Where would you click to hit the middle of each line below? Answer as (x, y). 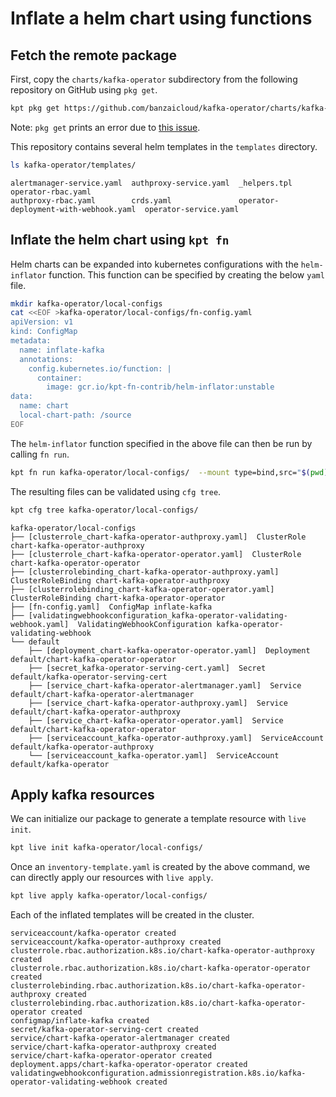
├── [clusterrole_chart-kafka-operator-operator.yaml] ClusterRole (156, 554)
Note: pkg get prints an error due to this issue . (105, 127)
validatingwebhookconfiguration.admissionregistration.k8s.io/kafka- (158, 1073)
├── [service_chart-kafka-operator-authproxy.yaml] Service (158, 703)
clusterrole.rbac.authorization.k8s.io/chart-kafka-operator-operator (160, 968)
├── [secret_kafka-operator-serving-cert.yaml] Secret (147, 668)
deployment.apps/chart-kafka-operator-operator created (129, 1065)
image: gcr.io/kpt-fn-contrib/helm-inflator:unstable (160, 387)
